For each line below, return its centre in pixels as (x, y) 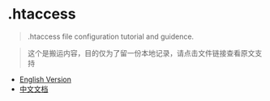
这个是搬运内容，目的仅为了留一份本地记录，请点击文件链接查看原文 (141, 53)
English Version (45, 79)
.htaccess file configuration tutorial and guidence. (111, 36)
